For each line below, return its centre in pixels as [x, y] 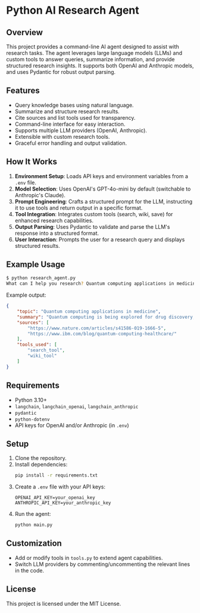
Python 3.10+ [31, 400]
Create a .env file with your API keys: [60, 487]
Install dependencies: [41, 465]
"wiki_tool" [43, 356]
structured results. [37, 245]
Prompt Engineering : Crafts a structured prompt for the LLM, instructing [104, 201]
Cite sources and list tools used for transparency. [75, 117]
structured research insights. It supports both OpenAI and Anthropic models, [100, 66]
